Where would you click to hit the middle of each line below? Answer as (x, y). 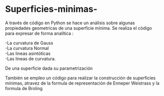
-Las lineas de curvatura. (31, 58)
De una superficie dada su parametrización (49, 68)
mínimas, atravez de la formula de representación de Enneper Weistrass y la (82, 83)
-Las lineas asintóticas (28, 53)
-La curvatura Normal (27, 48)
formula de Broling (24, 88)
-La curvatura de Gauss (29, 43)
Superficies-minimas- (51, 9)
